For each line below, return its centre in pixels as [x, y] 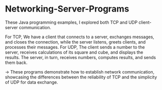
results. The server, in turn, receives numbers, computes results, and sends [81, 57]
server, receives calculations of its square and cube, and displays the [74, 52]
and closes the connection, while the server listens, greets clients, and [75, 42]
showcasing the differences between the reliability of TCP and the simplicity [81, 77]
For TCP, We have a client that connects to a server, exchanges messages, [80, 37]
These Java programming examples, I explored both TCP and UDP [71, 22]
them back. [16, 62]
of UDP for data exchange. [32, 82]
